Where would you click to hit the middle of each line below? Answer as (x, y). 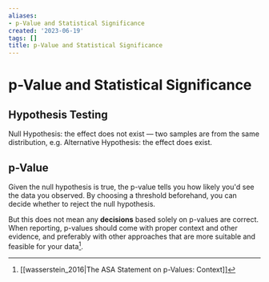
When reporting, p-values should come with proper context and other (123, 228)
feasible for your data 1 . (46, 245)
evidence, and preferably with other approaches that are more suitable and (132, 236)
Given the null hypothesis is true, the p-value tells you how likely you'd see (131, 187)
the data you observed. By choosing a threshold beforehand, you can (123, 195)
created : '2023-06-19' (46, 30)
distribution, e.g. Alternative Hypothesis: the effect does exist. (110, 143)
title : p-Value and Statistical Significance (85, 46)
